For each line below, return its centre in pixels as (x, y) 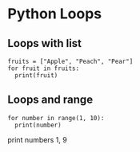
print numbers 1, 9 (37, 139)
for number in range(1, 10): (56, 118)
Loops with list (44, 43)
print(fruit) (36, 76)
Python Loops (54, 14)
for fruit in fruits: (44, 68)
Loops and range (50, 100)
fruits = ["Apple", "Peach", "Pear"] (70, 61)
